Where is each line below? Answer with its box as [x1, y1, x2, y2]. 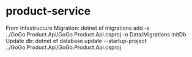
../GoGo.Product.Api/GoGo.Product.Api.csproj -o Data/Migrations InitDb [6, 30, 186, 38]
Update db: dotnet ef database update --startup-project [6, 37, 147, 44]
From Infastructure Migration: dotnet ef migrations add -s [6, 24, 150, 32]
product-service [6, 4, 91, 18]
